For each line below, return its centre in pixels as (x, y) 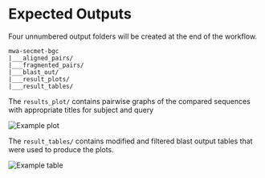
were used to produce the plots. (61, 149)
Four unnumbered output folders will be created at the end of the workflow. (133, 36)
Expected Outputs (70, 14)
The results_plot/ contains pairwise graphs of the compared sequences (129, 101)
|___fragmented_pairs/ (46, 65)
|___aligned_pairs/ (41, 58)
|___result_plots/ (39, 79)
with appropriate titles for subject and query (81, 110)
